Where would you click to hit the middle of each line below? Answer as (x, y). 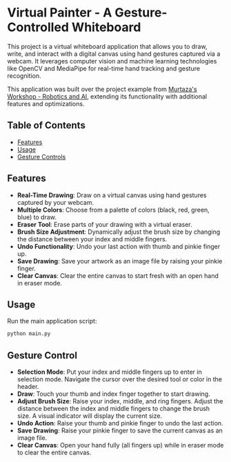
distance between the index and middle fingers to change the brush (113, 409)
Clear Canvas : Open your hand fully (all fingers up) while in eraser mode (120, 445)
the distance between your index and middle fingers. (92, 239)
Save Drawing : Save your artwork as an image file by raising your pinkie (120, 261)
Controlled (38, 27)
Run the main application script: (52, 321)
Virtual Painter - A (60, 13)
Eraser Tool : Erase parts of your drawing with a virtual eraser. (105, 224)
